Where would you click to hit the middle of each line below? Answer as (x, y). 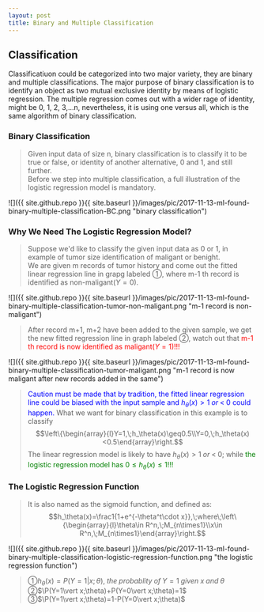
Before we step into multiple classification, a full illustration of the (134, 179)
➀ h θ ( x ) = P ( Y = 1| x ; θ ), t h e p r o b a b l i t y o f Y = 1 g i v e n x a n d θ (126, 582)
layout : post (30, 15)
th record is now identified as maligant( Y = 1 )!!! (104, 346)
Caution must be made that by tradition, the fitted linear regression (136, 394)
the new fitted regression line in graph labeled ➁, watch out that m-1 (140, 338)
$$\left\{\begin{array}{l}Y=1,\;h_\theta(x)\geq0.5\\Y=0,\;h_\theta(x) (143, 433)
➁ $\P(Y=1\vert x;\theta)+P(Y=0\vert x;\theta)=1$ (107, 591)
